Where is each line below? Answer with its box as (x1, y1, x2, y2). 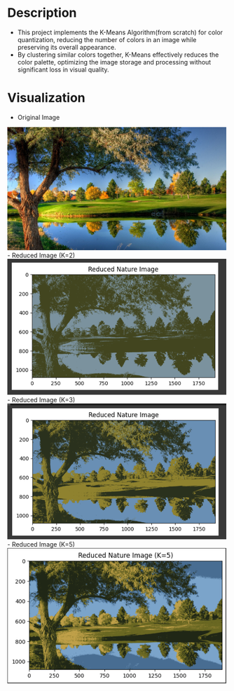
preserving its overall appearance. (17, 43, 117, 51)
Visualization (7, 90, 85, 106)
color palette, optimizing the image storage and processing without (17, 57, 212, 66)
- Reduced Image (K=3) (7, 395, 76, 404)
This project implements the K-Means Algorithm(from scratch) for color (17, 28, 223, 36)
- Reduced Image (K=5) (7, 540, 76, 548)
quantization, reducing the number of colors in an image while (17, 35, 197, 43)
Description (7, 5, 77, 21)
